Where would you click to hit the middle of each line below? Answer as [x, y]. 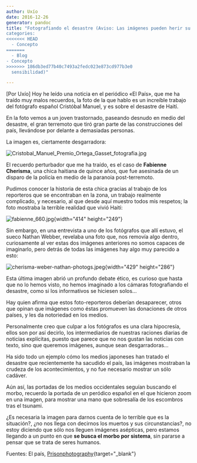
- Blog [19, 56]
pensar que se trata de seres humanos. [54, 442]
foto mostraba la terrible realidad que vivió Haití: [64, 208]
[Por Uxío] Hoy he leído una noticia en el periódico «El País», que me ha [93, 94]
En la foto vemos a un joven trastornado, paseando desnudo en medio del [96, 118]
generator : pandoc [29, 22]
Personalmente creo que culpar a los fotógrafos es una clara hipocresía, [94, 327]
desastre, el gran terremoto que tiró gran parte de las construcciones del [94, 124]
